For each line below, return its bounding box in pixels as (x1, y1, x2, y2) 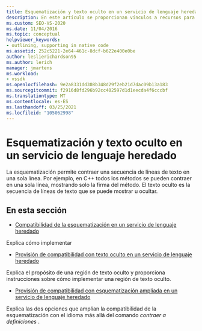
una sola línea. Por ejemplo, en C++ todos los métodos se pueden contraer (6, 175, 192, 182)
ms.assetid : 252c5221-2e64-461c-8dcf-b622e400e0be (6, 48, 136, 54)
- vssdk (6, 76, 26, 82)
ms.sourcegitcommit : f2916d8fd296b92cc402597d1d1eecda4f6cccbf (6, 87, 168, 93)
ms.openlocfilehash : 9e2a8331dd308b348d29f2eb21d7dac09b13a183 (6, 82, 168, 88)
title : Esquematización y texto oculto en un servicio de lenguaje (6, 8, 179, 15)
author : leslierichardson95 (6, 54, 77, 60)
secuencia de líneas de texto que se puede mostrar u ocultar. (6, 188, 158, 195)
